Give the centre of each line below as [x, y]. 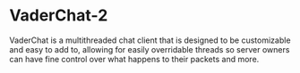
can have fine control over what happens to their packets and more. [134, 59]
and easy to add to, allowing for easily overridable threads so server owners [150, 49]
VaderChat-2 [59, 16]
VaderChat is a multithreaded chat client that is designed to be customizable [150, 40]
